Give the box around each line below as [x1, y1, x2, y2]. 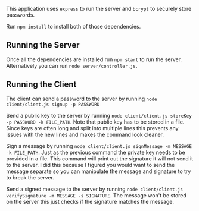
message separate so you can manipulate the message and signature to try [6, 168, 191, 175]
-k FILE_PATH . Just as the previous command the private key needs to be [6, 149, 186, 156]
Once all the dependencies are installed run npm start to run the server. [6, 56, 182, 63]
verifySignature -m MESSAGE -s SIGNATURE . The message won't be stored [6, 191, 186, 199]
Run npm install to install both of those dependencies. [6, 23, 141, 30]
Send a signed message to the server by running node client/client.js [6, 185, 184, 193]
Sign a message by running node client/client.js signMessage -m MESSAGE [6, 142, 192, 149]
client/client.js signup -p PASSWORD [6, 101, 100, 108]
